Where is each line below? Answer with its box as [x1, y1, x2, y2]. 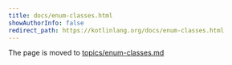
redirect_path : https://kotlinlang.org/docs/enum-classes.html [8, 26, 225, 34]
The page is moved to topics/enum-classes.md [8, 48, 165, 58]
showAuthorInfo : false [8, 19, 84, 27]
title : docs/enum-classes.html [8, 11, 113, 20]
